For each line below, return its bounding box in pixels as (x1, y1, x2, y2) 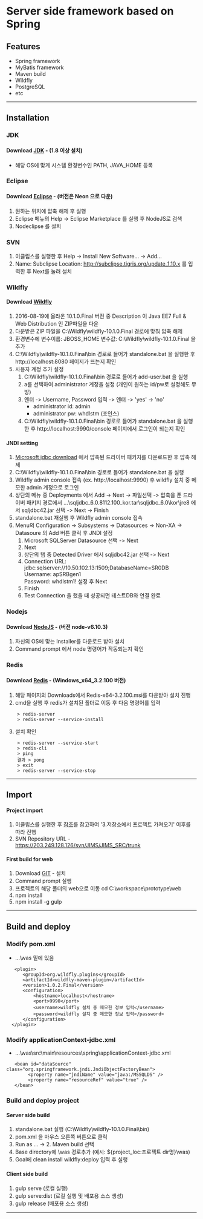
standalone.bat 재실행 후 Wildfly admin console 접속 (14, 514, 143, 522)
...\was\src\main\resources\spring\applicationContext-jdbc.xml (14, 1049, 171, 1056)
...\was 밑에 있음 (14, 954, 54, 961)
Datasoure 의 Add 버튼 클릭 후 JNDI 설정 (14, 529, 113, 537)
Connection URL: (24, 558, 66, 565)
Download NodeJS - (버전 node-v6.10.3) (6, 623, 108, 630)
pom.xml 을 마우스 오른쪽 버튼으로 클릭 (14, 1133, 108, 1141)
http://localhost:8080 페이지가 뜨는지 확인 (14, 358, 117, 365)
